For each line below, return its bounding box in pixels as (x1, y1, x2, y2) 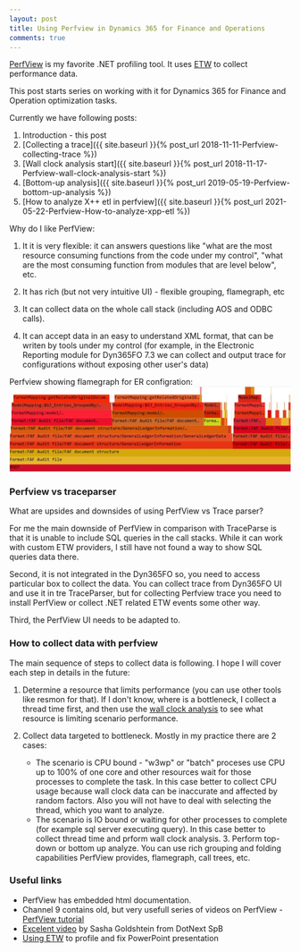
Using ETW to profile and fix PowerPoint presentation (21, 932, 219, 943)
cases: (21, 739, 47, 751)
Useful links (9, 874, 62, 887)
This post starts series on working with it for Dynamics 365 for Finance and (9, 86, 287, 97)
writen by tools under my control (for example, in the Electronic (21, 340, 254, 351)
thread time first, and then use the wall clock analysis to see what (21, 703, 263, 714)
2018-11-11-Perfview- (200, 140, 279, 150)
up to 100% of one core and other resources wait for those (35, 766, 252, 778)
